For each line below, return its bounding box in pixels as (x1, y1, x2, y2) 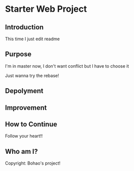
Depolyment (5, 87, 44, 95)
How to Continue (5, 120, 57, 128)
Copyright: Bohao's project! (5, 160, 61, 166)
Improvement (5, 103, 47, 112)
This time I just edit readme (5, 36, 60, 42)
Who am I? (5, 147, 38, 155)
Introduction (5, 23, 44, 31)
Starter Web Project (5, 3, 87, 15)
